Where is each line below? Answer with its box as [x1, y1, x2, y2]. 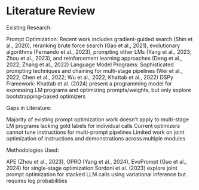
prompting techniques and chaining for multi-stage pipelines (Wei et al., [6, 67, 183, 74]
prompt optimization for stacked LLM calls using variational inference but [6, 170, 186, 177]
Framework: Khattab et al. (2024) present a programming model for [6, 79, 172, 87]
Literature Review [6, 4, 96, 18]
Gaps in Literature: [6, 104, 52, 111]
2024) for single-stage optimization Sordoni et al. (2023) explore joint [6, 164, 177, 171]
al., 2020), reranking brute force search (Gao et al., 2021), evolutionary [6, 42, 180, 49]
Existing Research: [6, 24, 52, 31]
